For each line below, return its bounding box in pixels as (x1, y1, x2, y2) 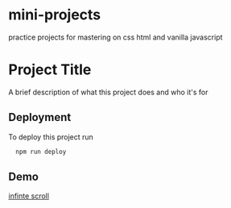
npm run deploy (15, 148, 67, 156)
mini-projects (8, 6, 101, 24)
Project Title (8, 60, 92, 79)
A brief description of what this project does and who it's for (8, 87, 208, 97)
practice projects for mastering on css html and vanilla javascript (8, 32, 223, 42)
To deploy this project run (8, 131, 94, 142)
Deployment (8, 110, 72, 124)
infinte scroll (8, 191, 50, 201)
